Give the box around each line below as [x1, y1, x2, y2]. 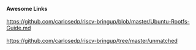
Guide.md [6, 24, 31, 31]
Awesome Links [6, 5, 48, 12]
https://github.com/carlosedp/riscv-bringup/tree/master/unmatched [6, 37, 178, 44]
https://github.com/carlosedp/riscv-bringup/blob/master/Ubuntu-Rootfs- [6, 18, 190, 25]
